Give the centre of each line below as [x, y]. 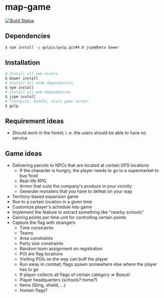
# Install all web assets [31, 74]
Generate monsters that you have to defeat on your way [76, 191]
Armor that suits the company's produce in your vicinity [76, 186]
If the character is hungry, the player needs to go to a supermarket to [89, 171]
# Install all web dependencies [38, 92]
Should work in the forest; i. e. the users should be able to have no [79, 133]
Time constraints [36, 228]
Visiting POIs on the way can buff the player [64, 259]
